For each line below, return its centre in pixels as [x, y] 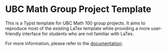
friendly [13, 33]
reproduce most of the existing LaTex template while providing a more [77, 28]
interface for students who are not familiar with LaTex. [78, 33]
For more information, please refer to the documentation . [64, 43]
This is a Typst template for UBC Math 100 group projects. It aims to [75, 23]
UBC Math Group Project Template [78, 9]
